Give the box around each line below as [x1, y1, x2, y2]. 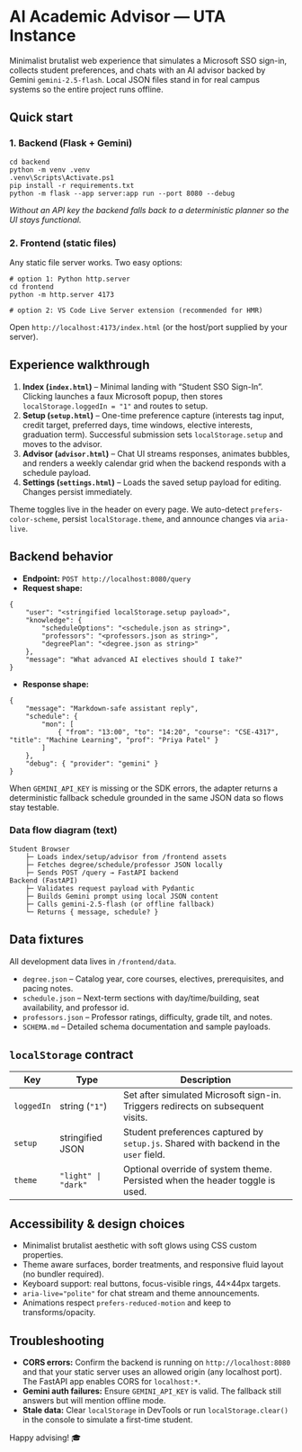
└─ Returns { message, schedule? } [25, 907, 159, 917]
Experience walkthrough [9, 357, 150, 372]
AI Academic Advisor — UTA [9, 6, 226, 27]
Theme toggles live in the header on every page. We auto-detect [9, 504, 249, 515]
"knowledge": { [25, 615, 83, 624]
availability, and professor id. [22, 1001, 129, 1013]
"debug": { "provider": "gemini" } [25, 758, 159, 768]
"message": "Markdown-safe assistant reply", [25, 704, 200, 713]
